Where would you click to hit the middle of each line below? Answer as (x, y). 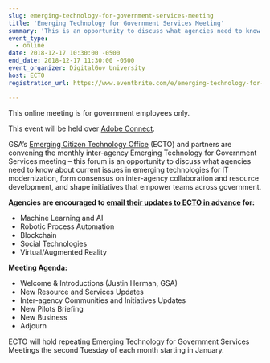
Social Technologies (53, 243)
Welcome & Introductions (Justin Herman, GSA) (99, 283)
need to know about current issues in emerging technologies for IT (119, 169)
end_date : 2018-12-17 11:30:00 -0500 (72, 61)
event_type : (28, 38)
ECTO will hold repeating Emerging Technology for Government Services (129, 341)
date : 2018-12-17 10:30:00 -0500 (64, 53)
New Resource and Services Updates (82, 292)
